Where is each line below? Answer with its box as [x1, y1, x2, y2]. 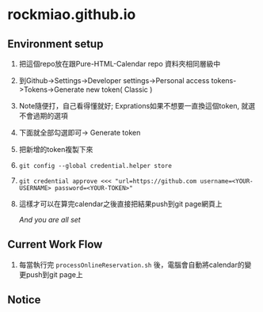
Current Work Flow [7, 238, 103, 251]
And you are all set [18, 215, 81, 224]
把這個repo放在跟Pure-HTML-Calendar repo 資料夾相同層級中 [18, 59, 221, 68]
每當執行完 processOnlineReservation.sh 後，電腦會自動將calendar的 [18, 260, 245, 269]
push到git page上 [25, 269, 84, 279]
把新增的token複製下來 [18, 145, 93, 154]
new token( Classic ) [86, 85, 153, 94]
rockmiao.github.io [7, 6, 136, 24]
